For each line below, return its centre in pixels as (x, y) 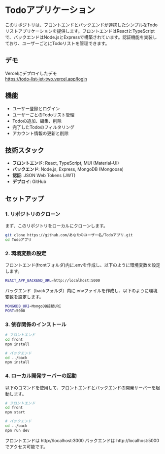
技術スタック (25, 150)
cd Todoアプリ (18, 240)
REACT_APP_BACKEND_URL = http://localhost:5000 (52, 281)
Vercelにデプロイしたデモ (31, 73)
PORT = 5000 (15, 311)
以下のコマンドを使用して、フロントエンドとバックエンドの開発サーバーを (81, 387)
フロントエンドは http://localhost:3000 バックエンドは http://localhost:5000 (82, 440)
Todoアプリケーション (50, 10)
